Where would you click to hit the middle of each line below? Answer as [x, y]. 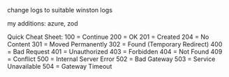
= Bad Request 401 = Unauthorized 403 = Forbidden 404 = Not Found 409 [115, 52]
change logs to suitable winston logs [60, 10]
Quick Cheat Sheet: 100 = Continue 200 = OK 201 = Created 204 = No [108, 37]
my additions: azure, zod [43, 23]
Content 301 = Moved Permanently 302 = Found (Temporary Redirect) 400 [115, 44]
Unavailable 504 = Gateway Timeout [60, 66]
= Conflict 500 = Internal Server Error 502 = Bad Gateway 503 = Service [111, 59]
